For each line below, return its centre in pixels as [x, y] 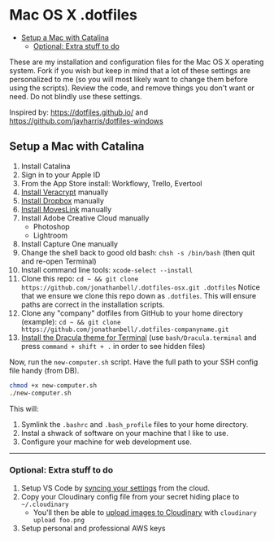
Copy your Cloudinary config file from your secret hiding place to [130, 496]
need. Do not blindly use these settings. [76, 96]
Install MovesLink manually [66, 209]
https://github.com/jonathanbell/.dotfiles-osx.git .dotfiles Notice [141, 287]
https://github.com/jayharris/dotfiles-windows [86, 120]
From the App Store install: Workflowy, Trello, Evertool [111, 183]
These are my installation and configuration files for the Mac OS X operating [137, 62]
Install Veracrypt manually [65, 192]
